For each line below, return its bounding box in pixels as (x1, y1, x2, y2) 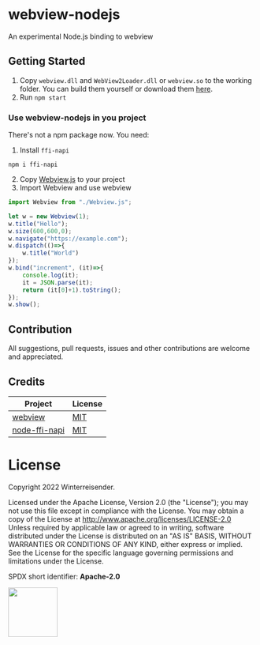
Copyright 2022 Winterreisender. (8, 482, 116, 492)
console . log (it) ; (22, 271, 80, 279)
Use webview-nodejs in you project (8, 112, 147, 123)
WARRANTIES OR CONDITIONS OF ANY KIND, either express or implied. (8, 539, 243, 549)
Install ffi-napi (19, 145, 69, 155)
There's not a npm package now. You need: (8, 130, 150, 140)
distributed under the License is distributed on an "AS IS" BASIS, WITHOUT (8, 531, 252, 541)
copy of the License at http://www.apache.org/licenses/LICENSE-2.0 (8, 514, 232, 523)
